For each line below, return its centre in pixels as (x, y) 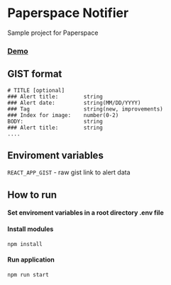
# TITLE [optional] (36, 90)
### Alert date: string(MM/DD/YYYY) (74, 103)
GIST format (35, 74)
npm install (25, 244)
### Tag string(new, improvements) (85, 109)
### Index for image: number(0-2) (63, 115)
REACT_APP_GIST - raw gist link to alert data (69, 172)
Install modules (31, 229)
